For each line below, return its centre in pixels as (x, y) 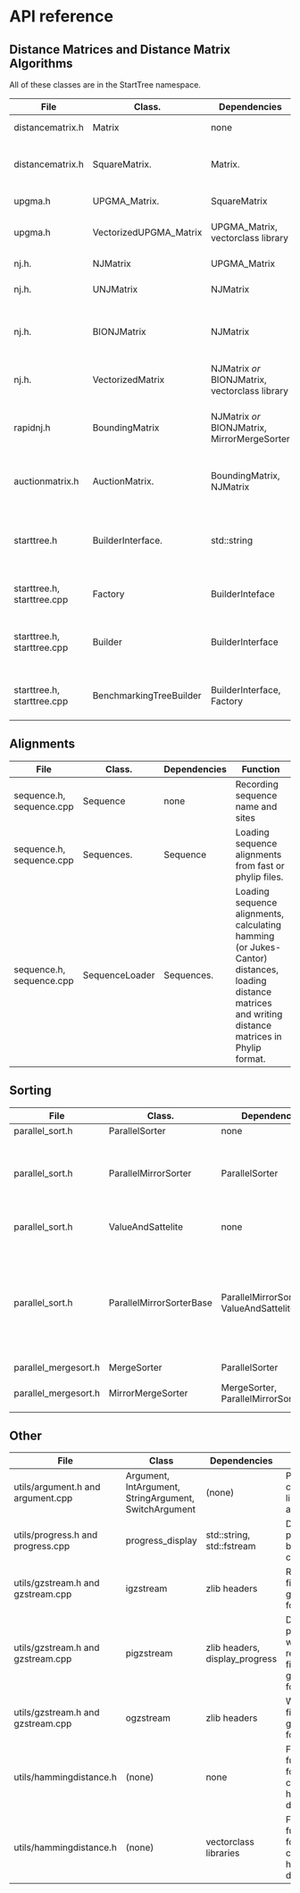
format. (250, 1058)
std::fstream (231, 1547)
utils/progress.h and (56, 1535)
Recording (257, 784)
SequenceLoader (119, 975)
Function (261, 769)
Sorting (30, 1091)
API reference (62, 17)
